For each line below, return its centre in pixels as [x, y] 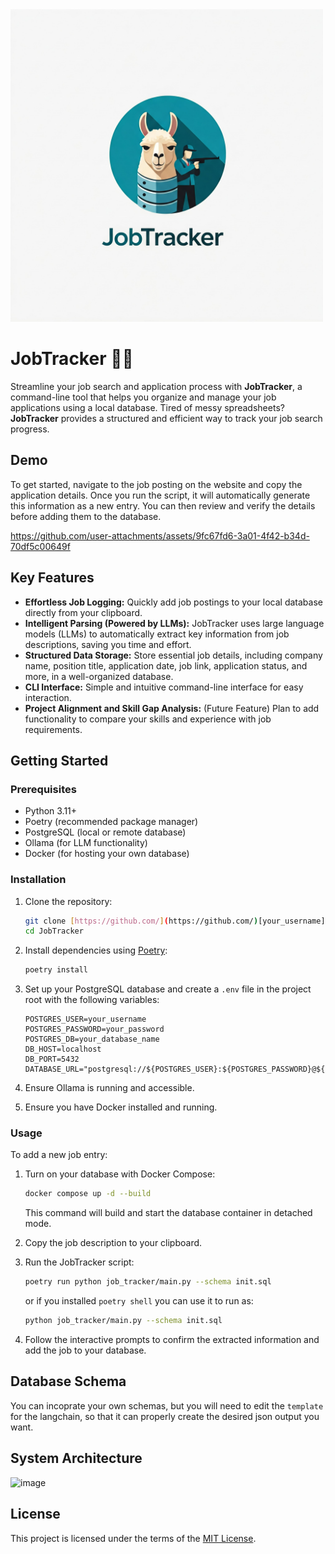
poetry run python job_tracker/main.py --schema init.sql [148, 1282]
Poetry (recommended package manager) [111, 822]
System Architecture [76, 1458]
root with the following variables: [92, 1000]
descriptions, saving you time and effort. [108, 644]
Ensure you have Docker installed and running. [121, 1107]
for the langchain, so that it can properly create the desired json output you [165, 1416]
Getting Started [59, 760]
